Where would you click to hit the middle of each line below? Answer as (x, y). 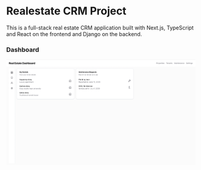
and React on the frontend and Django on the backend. (74, 34)
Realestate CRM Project (66, 11)
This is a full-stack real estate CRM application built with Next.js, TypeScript (100, 28)
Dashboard (23, 49)
